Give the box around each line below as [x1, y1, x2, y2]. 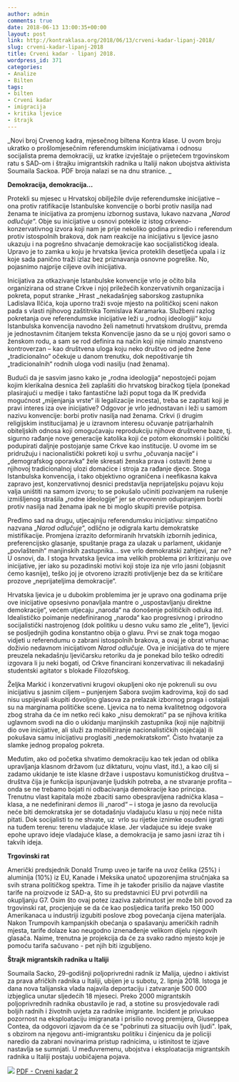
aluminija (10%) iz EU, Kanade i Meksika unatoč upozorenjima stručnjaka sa [7, 873, 230, 882]
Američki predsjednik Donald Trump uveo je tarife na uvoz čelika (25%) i [7, 865, 220, 874]
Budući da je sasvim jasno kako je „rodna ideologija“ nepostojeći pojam [7, 373, 216, 382]
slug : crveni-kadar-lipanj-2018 [7, 44, 103, 51]
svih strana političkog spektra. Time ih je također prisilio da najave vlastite [7, 880, 225, 889]
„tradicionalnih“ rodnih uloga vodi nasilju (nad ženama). [7, 359, 170, 368]
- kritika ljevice [7, 110, 62, 117]
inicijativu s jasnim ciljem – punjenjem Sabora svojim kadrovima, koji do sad [7, 688, 228, 696]
